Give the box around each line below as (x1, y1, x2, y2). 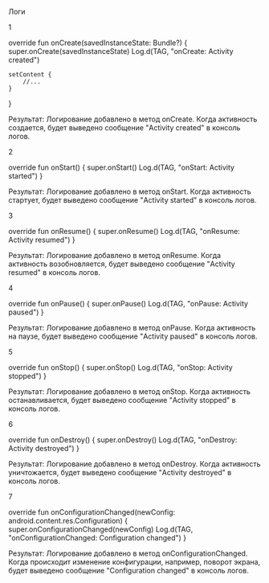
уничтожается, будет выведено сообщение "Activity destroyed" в (8, 468, 232, 477)
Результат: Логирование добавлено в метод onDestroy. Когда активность (8, 459, 261, 469)
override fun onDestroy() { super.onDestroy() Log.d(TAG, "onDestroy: (8, 435, 238, 445)
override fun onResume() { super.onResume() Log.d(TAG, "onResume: (8, 227, 241, 236)
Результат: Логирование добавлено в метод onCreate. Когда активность (8, 114, 258, 124)
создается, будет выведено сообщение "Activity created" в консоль (8, 123, 241, 132)
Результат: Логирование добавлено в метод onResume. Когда (8, 251, 222, 260)
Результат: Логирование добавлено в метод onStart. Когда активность (8, 187, 251, 196)
